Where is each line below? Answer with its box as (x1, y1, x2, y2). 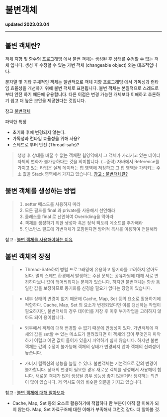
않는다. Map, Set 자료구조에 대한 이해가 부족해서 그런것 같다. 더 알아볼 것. (17, 407, 161, 413)
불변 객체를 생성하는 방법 (5, 187, 76, 196)
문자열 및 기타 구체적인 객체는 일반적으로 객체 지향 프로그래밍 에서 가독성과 (5, 79, 150, 85)
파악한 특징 (5, 118, 27, 124)
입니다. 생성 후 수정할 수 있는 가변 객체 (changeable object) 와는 (10, 62, 136, 68)
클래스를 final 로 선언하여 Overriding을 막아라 (24, 213, 114, 219)
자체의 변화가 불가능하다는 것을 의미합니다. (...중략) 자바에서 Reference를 (17, 158, 160, 164)
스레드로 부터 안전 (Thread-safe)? (12, 141, 80, 147)
